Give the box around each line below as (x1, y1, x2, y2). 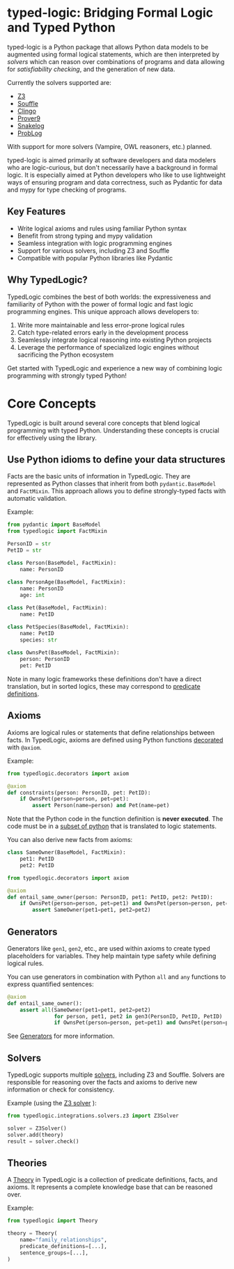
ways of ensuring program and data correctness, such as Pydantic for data (7, 178, 223, 186)
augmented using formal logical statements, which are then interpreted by (7, 50, 219, 59)
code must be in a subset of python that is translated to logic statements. (7, 822, 217, 830)
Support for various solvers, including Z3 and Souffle (17, 246, 170, 255)
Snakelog (17, 121, 45, 130)
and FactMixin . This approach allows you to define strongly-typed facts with (7, 487, 226, 495)
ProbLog (17, 129, 42, 137)
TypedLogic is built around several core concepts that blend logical (7, 419, 201, 427)
